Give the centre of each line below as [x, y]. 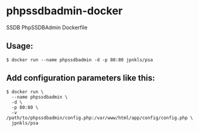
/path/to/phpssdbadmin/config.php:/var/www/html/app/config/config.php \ [100, 118]
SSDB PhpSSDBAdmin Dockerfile [47, 27]
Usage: [20, 46]
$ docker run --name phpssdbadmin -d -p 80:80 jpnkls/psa [80, 60]
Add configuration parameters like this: [81, 78]
